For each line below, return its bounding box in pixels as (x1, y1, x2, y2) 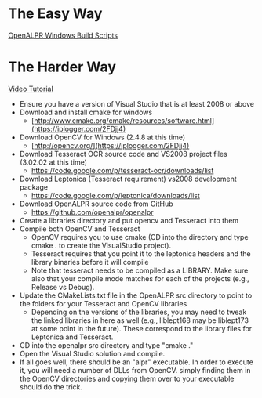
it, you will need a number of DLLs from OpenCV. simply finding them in (19, 365, 251, 374)
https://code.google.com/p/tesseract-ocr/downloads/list (31, 165, 214, 175)
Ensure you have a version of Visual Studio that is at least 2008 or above (19, 99, 255, 108)
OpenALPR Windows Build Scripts (8, 31, 118, 40)
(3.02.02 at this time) (19, 157, 88, 167)
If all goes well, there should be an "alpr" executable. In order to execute (19, 357, 253, 367)
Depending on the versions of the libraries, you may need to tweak (31, 307, 247, 317)
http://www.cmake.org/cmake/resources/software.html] (34, 115, 214, 125)
